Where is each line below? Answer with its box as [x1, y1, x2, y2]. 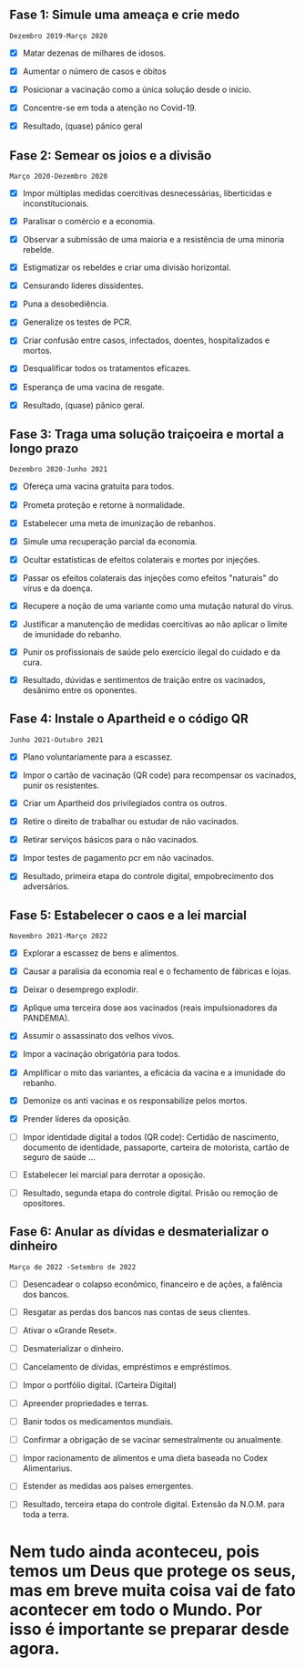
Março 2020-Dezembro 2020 [9, 171, 107, 181]
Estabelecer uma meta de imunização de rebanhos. [22, 517, 216, 528]
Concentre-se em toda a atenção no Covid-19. [22, 102, 198, 113]
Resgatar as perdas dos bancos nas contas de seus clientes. [22, 1306, 250, 1317]
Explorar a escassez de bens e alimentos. [22, 947, 179, 958]
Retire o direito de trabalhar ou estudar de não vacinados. [22, 816, 239, 827]
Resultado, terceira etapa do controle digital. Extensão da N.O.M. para [22, 1499, 285, 1510]
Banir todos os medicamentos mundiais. [22, 1416, 174, 1427]
